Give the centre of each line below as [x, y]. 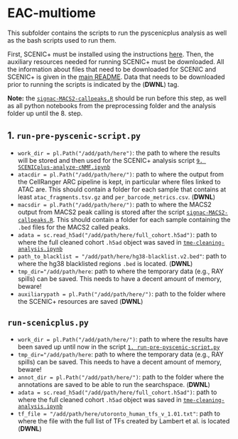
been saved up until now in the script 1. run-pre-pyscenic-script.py [119, 347]
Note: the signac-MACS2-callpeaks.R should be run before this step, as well [117, 98]
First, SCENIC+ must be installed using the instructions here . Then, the [111, 54]
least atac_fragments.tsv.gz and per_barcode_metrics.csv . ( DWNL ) [116, 196]
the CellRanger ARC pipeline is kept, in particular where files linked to [119, 181]
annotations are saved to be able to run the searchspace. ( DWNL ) [114, 384]
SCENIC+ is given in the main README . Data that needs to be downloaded [116, 77]
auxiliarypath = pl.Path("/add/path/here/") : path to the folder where [121, 294]
